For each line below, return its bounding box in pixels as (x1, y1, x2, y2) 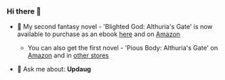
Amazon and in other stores (27, 51, 110, 59)
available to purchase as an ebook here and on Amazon (16, 30, 181, 38)
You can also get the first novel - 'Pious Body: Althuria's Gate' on (27, 44, 219, 52)
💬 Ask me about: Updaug (16, 65, 92, 74)
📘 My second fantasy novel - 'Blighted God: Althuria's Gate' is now (16, 23, 213, 31)
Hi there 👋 (6, 6, 42, 16)
